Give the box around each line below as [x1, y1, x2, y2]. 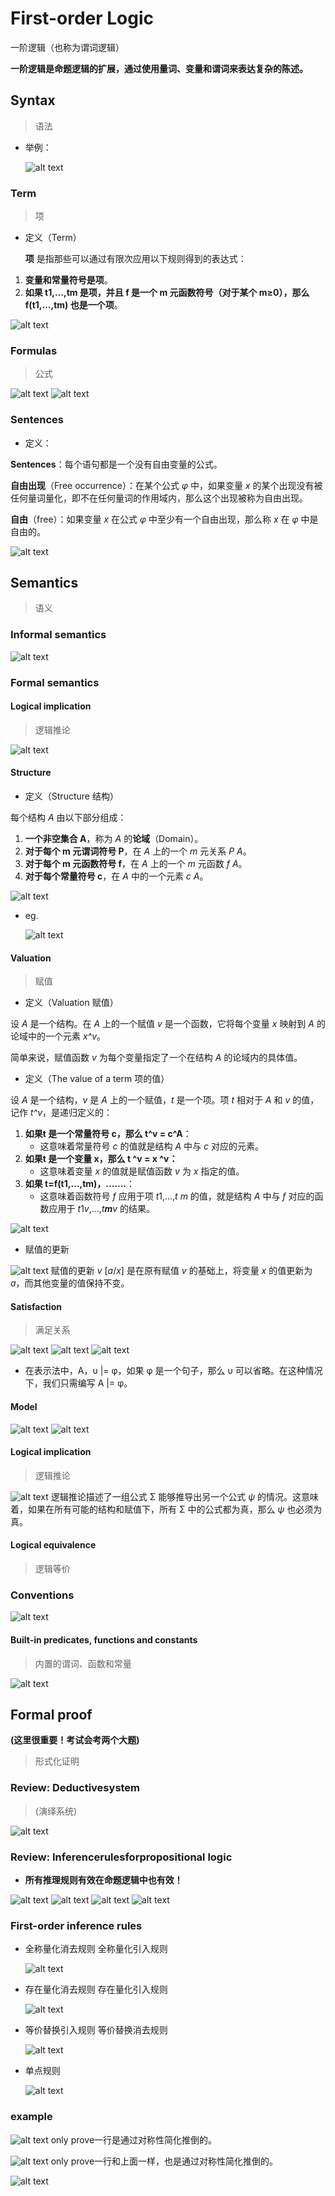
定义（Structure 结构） [24, 790, 119, 802]
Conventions [10, 1588, 75, 1602]
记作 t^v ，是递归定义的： [10, 1107, 113, 1119]
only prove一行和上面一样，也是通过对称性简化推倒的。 [50, 2155, 279, 2167]
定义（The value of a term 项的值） [24, 1073, 170, 1085]
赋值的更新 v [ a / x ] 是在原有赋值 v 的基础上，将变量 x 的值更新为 [50, 1265, 313, 1277]
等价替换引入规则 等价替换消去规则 [24, 2024, 168, 2036]
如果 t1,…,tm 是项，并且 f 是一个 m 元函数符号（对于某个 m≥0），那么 [24, 287, 310, 299]
